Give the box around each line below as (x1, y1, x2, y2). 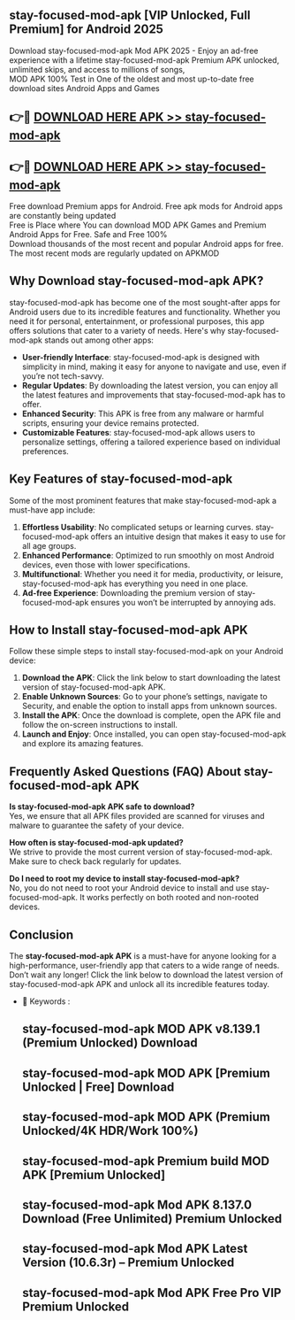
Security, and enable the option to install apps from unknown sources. (21, 700, 277, 712)
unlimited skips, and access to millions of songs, (9, 64, 185, 74)
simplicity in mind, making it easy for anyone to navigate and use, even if (21, 361, 287, 372)
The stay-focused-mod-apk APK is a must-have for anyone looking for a (9, 951, 276, 961)
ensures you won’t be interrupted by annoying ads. (90, 597, 276, 607)
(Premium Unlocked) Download (21, 1036, 198, 1051)
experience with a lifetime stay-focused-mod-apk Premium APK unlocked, (9, 54, 280, 66)
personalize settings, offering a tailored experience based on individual (21, 436, 281, 447)
